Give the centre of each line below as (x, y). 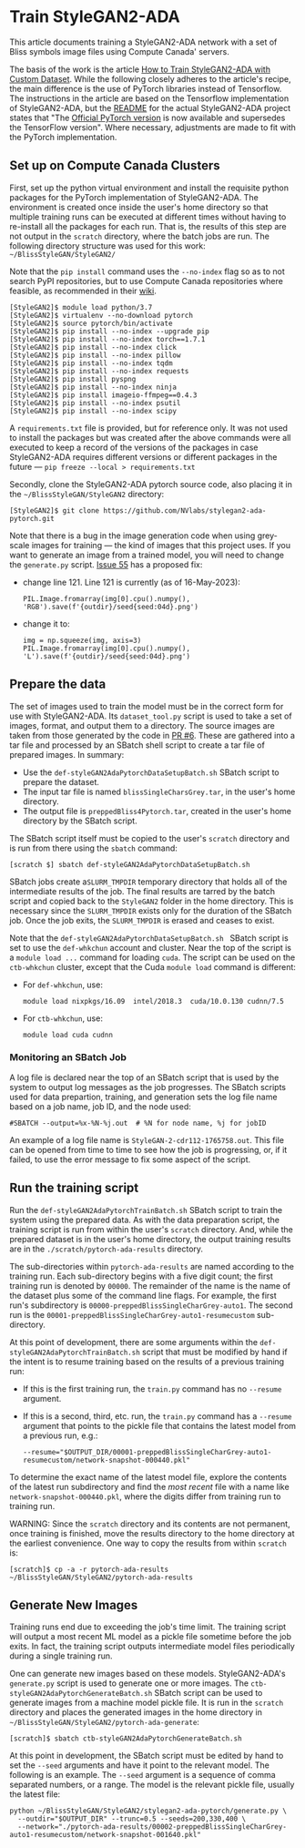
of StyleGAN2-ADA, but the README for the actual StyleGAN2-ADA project (150, 107)
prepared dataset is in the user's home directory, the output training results (150, 1239)
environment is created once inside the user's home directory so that (139, 207)
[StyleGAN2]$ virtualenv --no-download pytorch (102, 315)
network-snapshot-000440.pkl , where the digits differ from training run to (145, 1496)
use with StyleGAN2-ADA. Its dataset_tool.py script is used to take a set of (151, 716)
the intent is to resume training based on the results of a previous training (147, 1361)
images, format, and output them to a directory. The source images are (142, 725)
